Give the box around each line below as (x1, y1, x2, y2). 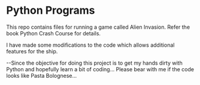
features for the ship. (6, 47, 58, 54)
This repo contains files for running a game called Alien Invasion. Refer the (6, 23, 190, 31)
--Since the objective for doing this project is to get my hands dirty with (6, 59, 183, 66)
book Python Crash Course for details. (6, 29, 101, 37)
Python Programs (6, 4, 95, 17)
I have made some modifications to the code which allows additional (6, 41, 175, 48)
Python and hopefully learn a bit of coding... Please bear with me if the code (6, 65, 195, 72)
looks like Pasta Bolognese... (6, 72, 77, 79)
